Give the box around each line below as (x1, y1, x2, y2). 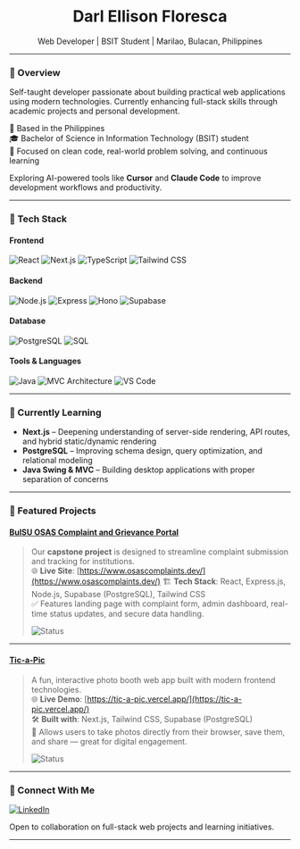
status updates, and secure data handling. (49, 609, 204, 620)
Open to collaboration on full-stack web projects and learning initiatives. (9, 821, 275, 832)
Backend (9, 275, 43, 286)
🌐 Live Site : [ (30, 565, 80, 577)
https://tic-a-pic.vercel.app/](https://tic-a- (87, 694, 243, 704)
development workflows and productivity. (9, 182, 162, 193)
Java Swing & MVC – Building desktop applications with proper (21, 464, 255, 475)
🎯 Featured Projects (9, 504, 96, 517)
